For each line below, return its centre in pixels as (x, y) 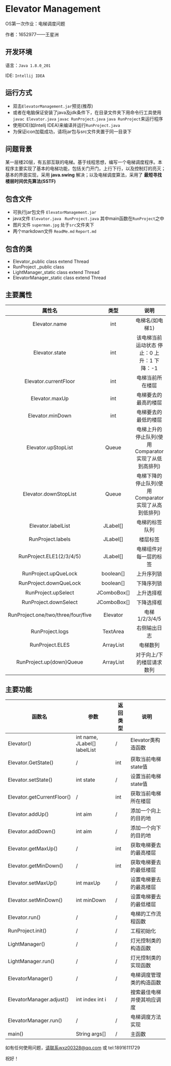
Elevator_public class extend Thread (51, 261)
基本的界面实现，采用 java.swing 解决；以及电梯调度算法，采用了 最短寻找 (83, 175)
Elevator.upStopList (50, 447)
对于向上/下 (149, 654)
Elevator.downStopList (50, 494)
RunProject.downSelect (50, 602)
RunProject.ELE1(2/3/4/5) (50, 556)
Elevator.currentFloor (50, 381)
